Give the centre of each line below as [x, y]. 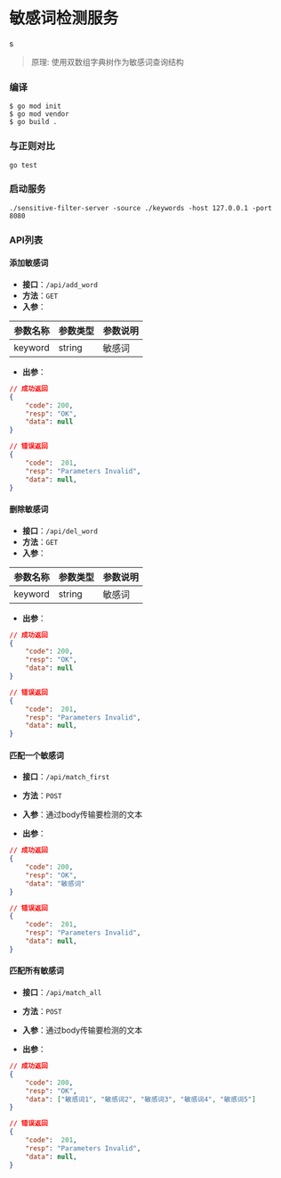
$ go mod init [36, 107]
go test [24, 165]
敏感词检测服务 [64, 18]
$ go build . [33, 122]
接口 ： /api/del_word [60, 531]
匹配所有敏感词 [36, 971]
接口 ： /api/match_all [62, 993]
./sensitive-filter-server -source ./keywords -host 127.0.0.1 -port [141, 208]
